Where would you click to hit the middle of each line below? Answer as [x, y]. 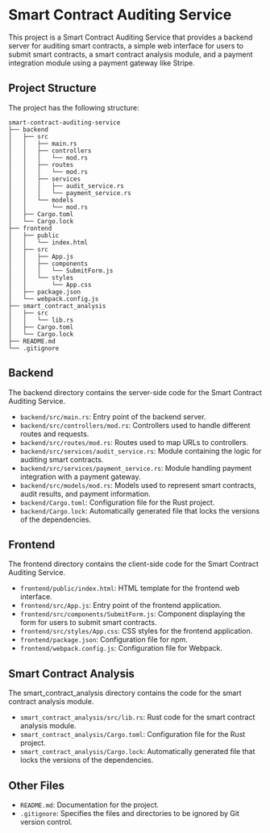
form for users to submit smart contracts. [88, 623]
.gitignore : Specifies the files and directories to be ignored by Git [130, 813]
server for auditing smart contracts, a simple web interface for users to [126, 45]
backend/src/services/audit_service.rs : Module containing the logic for [141, 451]
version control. [46, 822]
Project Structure [52, 88]
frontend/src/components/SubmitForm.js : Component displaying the [133, 614]
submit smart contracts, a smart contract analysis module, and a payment [131, 54]
